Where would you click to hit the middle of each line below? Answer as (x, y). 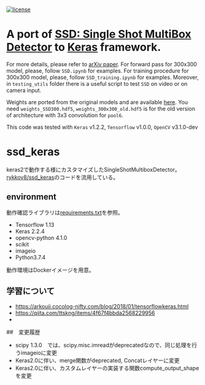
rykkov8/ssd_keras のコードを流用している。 (63, 177)
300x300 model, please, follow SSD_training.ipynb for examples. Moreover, (102, 77)
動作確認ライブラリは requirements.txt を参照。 (65, 212)
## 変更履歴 (23, 332)
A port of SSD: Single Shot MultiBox (99, 34)
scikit (22, 244)
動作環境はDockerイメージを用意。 (51, 270)
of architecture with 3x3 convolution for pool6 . (65, 115)
